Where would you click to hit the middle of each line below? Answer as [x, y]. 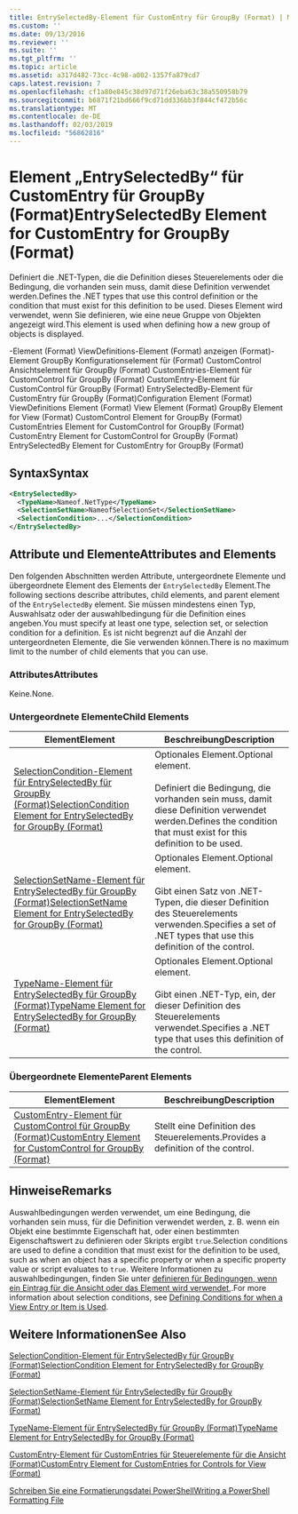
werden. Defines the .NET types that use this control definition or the [134, 296]
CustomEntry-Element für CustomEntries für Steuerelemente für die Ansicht [148, 1454]
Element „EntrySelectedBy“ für [126, 177]
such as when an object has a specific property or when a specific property [148, 1259]
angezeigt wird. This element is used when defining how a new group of [140, 324]
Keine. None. [32, 694]
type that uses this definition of [219, 1039]
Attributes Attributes [54, 674]
